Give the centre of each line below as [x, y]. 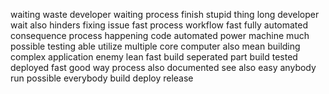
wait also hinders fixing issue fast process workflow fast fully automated [159, 25]
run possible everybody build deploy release [102, 78]
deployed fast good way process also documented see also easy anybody [163, 67]
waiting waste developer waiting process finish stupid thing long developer [165, 14]
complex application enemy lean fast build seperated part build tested [154, 57]
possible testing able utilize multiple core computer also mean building [155, 46]
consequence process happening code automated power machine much [160, 35]
